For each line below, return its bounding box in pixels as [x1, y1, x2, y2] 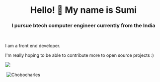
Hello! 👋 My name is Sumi [30, 4, 137, 16]
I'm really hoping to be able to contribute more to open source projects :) [5, 52, 154, 58]
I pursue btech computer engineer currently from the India [11, 22, 156, 29]
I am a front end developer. [5, 43, 61, 49]
